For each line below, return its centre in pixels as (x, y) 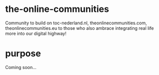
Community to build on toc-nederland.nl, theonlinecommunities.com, (76, 23)
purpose (23, 54)
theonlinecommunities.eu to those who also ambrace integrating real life (79, 28)
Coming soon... (21, 67)
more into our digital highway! (36, 33)
